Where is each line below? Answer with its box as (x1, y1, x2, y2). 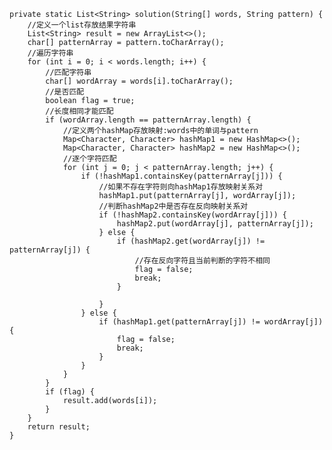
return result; (27, 422, 91, 432)
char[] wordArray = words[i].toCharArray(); (45, 76, 234, 86)
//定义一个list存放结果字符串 (27, 20, 137, 30)
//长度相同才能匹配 (45, 106, 114, 116)
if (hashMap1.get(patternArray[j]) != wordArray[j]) (98, 317, 324, 327)
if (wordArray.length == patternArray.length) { (45, 115, 252, 125)
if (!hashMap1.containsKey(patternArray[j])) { (80, 171, 283, 181)
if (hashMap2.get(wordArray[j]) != (116, 236, 266, 246)
